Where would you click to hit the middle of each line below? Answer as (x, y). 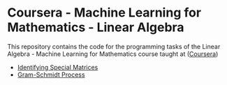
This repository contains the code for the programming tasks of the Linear (114, 46)
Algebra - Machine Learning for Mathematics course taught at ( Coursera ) (113, 54)
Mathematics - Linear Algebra (96, 27)
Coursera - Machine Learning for (104, 13)
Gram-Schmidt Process (51, 75)
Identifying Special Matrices (58, 67)
